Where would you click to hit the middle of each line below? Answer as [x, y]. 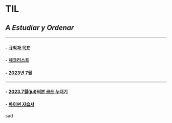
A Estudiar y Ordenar [40, 28]
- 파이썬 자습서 [20, 104]
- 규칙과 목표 [18, 48]
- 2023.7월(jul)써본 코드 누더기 [37, 91]
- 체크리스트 [17, 60]
